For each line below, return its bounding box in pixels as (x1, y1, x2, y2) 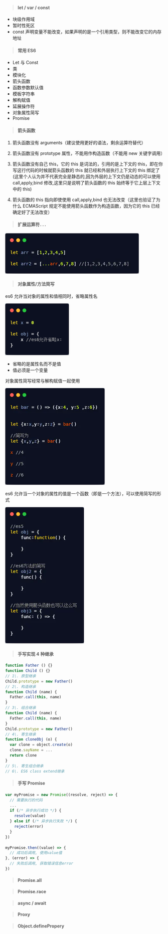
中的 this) (12, 186, 32, 192)
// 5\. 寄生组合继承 (5, 763, 44, 769)
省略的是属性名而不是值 (12, 361, 61, 367)
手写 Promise (17, 780, 45, 786)
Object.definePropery (17, 923, 64, 929)
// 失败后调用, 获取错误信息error (10, 861, 74, 866)
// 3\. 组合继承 (5, 705, 36, 710)
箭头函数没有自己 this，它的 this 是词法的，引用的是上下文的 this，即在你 (12, 161, 163, 167)
